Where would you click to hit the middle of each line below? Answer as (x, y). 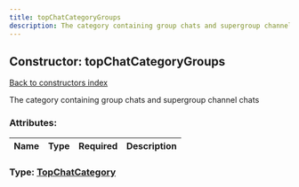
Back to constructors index (59, 83)
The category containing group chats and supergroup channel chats (134, 100)
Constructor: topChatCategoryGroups (117, 62)
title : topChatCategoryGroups (65, 17)
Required (98, 145)
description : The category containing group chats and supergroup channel (151, 26)
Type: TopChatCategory (63, 172)
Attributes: (33, 123)
